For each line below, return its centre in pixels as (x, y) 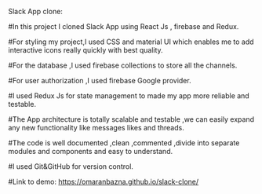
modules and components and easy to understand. (91, 151)
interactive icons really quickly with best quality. (86, 50)
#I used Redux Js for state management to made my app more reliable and (129, 96)
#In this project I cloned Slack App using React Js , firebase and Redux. (124, 26)
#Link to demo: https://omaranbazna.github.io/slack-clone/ (104, 181)
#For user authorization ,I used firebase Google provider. (100, 81)
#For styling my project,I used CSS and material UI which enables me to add (131, 42)
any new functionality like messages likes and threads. (96, 128)
